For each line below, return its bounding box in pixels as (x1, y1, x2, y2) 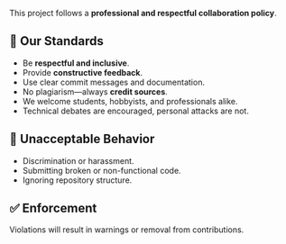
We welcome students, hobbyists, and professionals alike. (22, 95, 238, 106)
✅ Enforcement (9, 201, 97, 216)
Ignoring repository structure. (22, 175, 133, 185)
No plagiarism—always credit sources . (22, 86, 169, 97)
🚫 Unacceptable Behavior (9, 131, 155, 147)
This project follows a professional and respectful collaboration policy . (9, 8, 277, 18)
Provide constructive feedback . (22, 67, 143, 77)
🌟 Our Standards (9, 33, 104, 49)
